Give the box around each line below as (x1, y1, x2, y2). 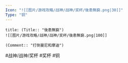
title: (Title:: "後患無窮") (5, 27, 64, 32)
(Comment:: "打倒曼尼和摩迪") (5, 43, 64, 48)
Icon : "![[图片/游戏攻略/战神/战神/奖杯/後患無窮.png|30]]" (5, 7, 123, 13)
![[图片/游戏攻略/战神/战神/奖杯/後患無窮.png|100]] (5, 33, 108, 38)
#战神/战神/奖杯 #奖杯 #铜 (5, 52, 60, 58)
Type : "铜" (5, 12, 28, 17)
